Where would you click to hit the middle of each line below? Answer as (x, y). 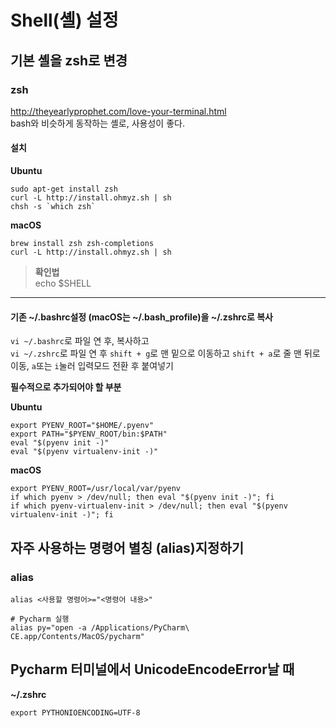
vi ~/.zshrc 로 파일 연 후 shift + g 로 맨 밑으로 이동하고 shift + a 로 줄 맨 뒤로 (165, 353)
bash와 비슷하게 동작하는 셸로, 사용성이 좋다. (97, 123)
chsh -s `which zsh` (53, 207)
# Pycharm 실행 (40, 619)
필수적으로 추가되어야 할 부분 (66, 387)
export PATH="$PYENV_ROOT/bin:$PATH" (89, 434)
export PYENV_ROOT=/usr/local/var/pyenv (96, 489)
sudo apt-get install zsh (64, 189)
